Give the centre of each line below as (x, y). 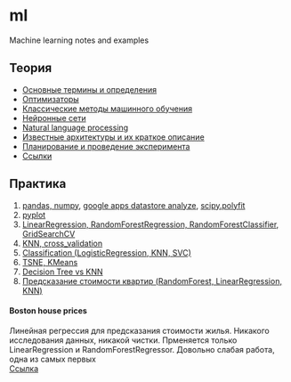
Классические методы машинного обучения (107, 109)
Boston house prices (48, 311)
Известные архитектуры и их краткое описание (113, 137)
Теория (31, 68)
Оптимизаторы (51, 99)
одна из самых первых (53, 359)
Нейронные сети (54, 118)
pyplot (34, 215)
